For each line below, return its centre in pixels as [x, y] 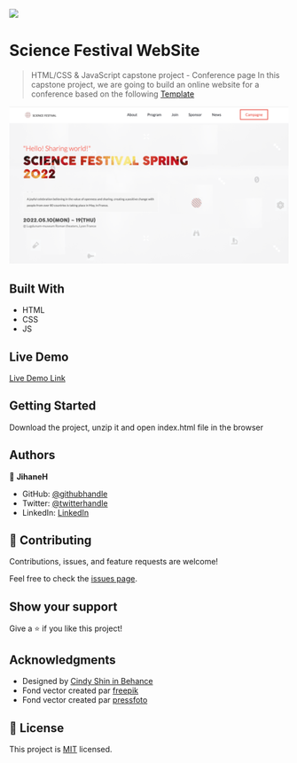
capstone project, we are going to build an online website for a [145, 84]
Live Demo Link [38, 378]
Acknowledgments [63, 660]
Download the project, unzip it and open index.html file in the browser [137, 427]
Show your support [63, 607]
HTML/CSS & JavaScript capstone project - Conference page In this [155, 74]
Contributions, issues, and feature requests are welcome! [114, 562]
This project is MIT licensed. [61, 749]
